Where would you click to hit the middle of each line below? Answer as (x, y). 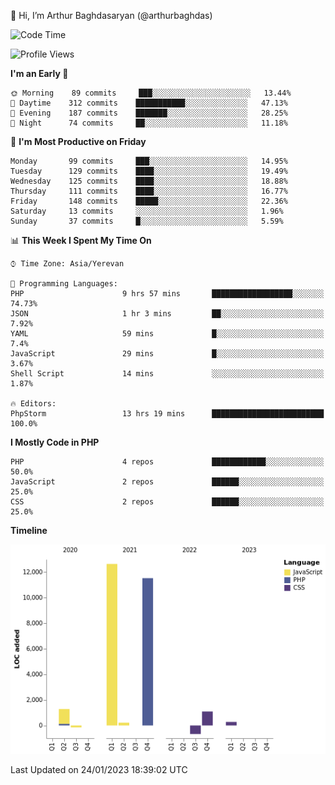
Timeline (29, 530)
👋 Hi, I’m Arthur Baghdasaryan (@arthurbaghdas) (111, 15)
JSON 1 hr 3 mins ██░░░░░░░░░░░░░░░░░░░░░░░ (167, 314)
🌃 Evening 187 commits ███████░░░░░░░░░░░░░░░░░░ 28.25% (149, 113)
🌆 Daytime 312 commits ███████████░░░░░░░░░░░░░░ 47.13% (149, 103)
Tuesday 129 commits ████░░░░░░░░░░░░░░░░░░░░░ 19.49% (149, 171)
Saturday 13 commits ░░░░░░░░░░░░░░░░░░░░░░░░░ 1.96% (147, 211)
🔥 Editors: (33, 404)
